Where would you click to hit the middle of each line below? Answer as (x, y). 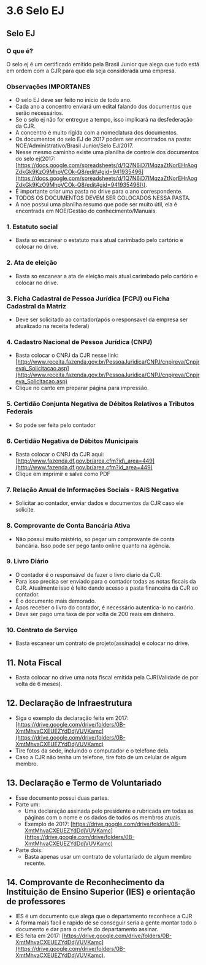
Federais (20, 412)
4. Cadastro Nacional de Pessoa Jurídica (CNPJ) (79, 342)
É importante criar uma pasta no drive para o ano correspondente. (99, 192)
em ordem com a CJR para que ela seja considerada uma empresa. (91, 71)
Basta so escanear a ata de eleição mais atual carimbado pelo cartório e (106, 276)
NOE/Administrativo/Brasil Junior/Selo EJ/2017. (74, 146)
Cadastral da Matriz (36, 306)
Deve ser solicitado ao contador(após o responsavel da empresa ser (101, 319)
